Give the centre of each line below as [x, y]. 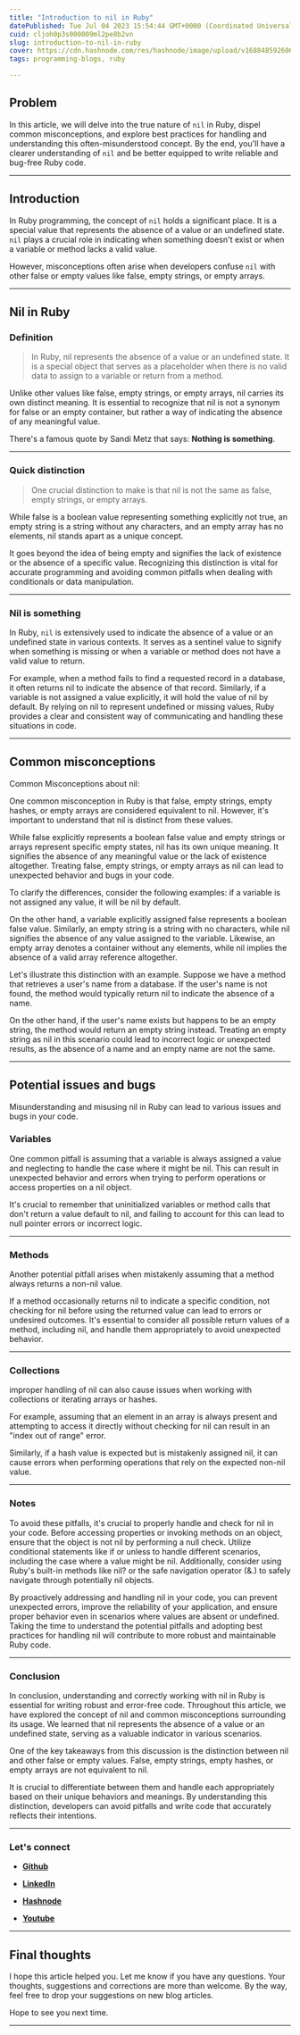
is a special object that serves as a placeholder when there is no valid [159, 366]
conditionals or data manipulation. [71, 581]
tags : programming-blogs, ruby [67, 59]
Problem [33, 103]
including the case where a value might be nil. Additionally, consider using [146, 1561]
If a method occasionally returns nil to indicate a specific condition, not [140, 1301]
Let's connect [40, 1847]
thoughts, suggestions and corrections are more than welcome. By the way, [148, 1986]
